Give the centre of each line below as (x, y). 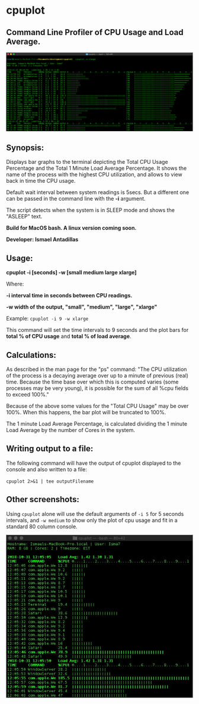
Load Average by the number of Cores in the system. (70, 430)
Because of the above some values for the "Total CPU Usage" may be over (97, 406)
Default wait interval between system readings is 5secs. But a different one (98, 192)
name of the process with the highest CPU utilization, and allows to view (94, 175)
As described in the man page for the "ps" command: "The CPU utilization (97, 369)
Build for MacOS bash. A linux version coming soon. (71, 228)
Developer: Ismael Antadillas (42, 240)
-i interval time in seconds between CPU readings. (69, 296)
